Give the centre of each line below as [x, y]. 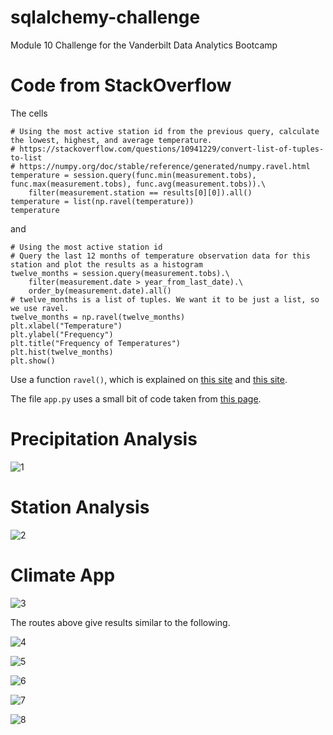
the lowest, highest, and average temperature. [111, 140]
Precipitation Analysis [104, 439]
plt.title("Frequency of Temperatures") [96, 343]
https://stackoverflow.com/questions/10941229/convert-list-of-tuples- [172, 149]
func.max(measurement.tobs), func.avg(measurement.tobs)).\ [138, 184]
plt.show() [33, 361]
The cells [29, 113]
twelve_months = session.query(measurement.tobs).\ [120, 273]
